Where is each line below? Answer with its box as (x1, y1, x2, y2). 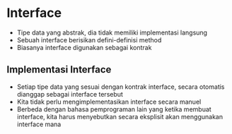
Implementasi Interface (6, 63, 112, 75)
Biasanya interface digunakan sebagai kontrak (16, 43, 152, 51)
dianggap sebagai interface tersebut (16, 90, 123, 98)
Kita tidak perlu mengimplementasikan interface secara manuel (16, 97, 202, 106)
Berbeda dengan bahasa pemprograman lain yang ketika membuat (16, 104, 211, 114)
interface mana (16, 120, 62, 128)
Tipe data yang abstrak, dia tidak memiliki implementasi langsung (16, 28, 208, 37)
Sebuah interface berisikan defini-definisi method (16, 35, 162, 44)
